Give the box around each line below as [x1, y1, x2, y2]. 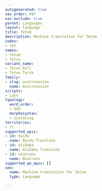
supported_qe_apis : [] [5, 161, 51, 166]
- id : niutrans [5, 152, 36, 156]
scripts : [5, 88, 23, 93]
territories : [5, 120, 32, 125]
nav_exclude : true [5, 16, 42, 21]
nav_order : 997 [5, 12, 36, 17]
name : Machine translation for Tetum [9, 170, 86, 175]
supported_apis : [5, 129, 38, 134]
